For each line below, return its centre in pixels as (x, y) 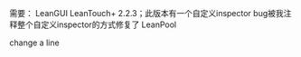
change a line (35, 43)
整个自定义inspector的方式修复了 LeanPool (97, 24)
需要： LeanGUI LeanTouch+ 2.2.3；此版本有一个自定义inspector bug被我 (147, 13)
